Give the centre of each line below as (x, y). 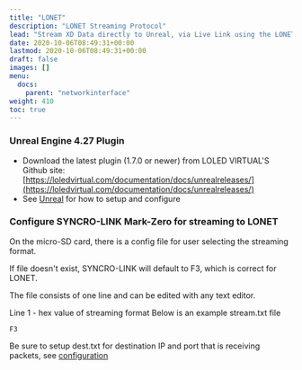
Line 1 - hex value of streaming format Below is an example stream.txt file (145, 313)
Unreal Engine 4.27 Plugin (67, 141)
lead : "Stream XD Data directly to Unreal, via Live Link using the (140, 34)
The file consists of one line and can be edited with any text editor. (133, 295)
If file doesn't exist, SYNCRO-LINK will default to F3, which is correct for (143, 268)
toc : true (28, 110)
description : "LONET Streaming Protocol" (88, 26)
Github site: (44, 170)
